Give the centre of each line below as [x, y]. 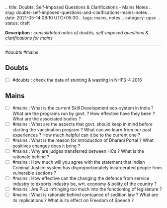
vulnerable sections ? [34, 173]
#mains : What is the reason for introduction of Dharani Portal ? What [83, 140]
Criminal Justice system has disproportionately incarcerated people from [87, 168]
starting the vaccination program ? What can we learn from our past [82, 129]
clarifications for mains [29, 38]
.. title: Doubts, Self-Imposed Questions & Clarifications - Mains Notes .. [79, 7]
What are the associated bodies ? [46, 118]
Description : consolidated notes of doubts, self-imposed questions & [77, 33]
